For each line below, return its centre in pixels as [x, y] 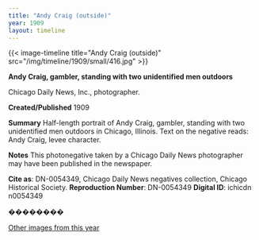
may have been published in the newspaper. [80, 164]
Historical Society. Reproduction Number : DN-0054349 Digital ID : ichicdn [130, 188]
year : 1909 [26, 23]
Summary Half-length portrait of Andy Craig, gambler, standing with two [127, 123]
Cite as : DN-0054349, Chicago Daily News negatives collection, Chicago [128, 179]
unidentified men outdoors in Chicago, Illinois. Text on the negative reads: [129, 131]
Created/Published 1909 [49, 107]
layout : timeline [37, 30]
